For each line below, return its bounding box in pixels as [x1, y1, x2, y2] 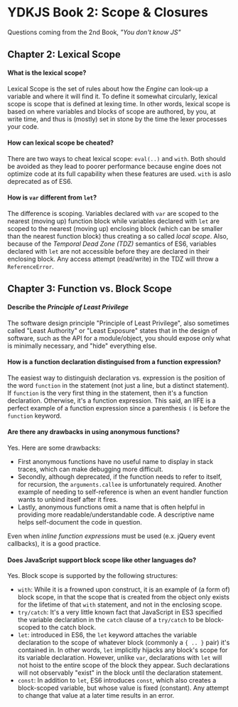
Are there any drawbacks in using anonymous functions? [7, 428, 180, 436]
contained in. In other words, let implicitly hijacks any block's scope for [17, 646, 228, 654]
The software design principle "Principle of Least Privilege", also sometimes [7, 319, 229, 327]
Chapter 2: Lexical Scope [7, 48, 121, 61]
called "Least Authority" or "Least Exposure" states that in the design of [7, 326, 218, 335]
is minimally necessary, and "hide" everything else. [7, 341, 157, 350]
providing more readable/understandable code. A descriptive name [17, 510, 215, 519]
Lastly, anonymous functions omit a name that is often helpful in [17, 502, 205, 511]
